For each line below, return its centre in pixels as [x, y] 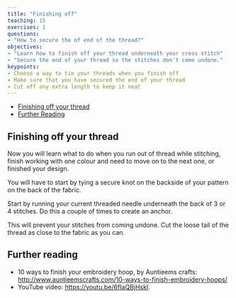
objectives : [25, 47]
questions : [23, 34]
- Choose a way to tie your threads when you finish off [93, 73]
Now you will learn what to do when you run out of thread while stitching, [114, 154]
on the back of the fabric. [44, 190]
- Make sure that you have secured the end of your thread [96, 80]
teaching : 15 [27, 21]
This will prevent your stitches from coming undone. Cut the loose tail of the [118, 225]
